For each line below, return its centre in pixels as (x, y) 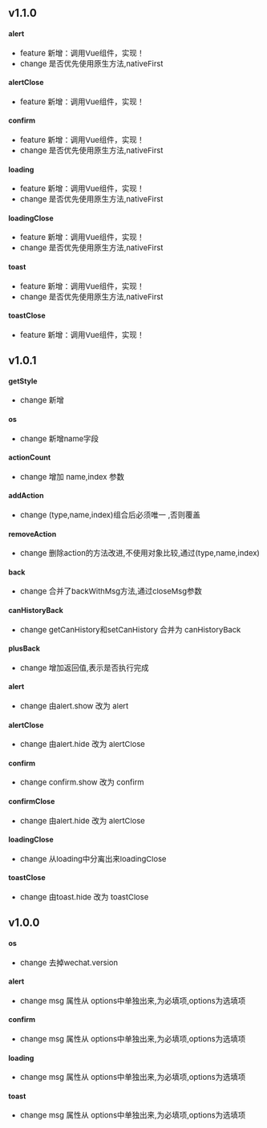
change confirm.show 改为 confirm (82, 783)
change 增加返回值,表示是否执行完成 (85, 667)
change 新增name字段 (59, 438)
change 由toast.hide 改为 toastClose (84, 897)
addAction (26, 496)
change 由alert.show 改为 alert (74, 706)
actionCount (30, 457)
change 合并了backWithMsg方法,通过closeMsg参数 (111, 591)
